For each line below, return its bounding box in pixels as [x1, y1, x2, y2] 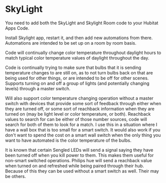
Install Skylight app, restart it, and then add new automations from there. [5, 35, 153, 41]
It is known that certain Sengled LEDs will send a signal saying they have [5, 147, 154, 153]
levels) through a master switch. [5, 85, 71, 91]
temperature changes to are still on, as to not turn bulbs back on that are [5, 69, 153, 75]
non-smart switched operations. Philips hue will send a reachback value [5, 157, 152, 163]
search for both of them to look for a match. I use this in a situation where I [5, 122, 158, 127]
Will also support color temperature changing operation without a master [5, 95, 154, 101]
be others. [5, 173, 26, 179]
